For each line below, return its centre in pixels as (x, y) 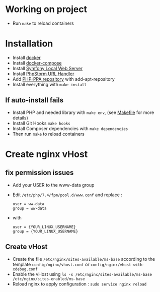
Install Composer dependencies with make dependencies (70, 128)
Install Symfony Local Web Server (48, 68)
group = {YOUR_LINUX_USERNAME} (45, 231)
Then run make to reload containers (48, 134)
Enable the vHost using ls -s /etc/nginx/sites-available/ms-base (82, 274)
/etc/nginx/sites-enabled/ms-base (49, 279)
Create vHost (26, 247)
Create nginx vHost (47, 154)
